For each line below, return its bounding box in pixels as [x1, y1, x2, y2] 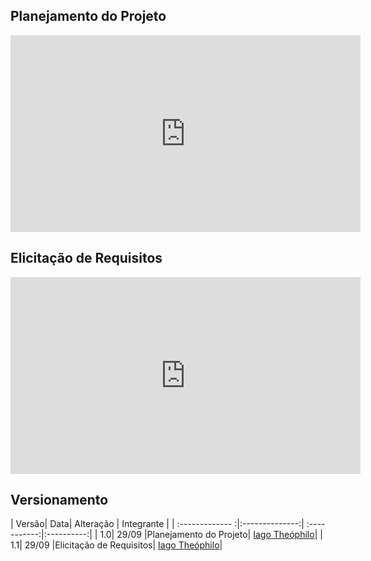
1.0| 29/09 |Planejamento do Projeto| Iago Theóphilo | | [99, 529, 323, 541]
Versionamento [10, 492, 109, 509]
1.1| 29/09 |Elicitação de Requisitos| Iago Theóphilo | [10, 539, 223, 551]
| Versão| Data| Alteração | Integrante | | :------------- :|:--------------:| [10, 518, 305, 530]
